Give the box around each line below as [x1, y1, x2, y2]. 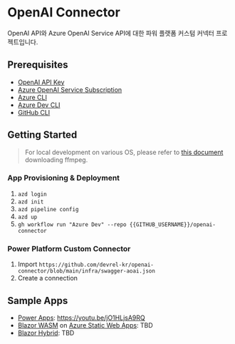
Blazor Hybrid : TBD [17, 328, 75, 337]
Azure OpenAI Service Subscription [17, 85, 122, 93]
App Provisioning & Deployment [7, 173, 120, 183]
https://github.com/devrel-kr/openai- [38, 261, 155, 268]
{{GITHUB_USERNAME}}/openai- [129, 221, 216, 228]
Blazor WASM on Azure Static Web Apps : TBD [17, 320, 153, 329]
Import [17, 260, 38, 268]
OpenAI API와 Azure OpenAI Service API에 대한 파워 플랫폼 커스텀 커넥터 [7, 29, 215, 37]
